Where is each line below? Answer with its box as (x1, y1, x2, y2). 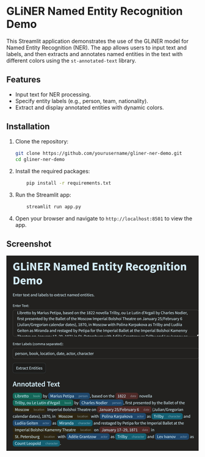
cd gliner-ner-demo (15, 157, 65, 163)
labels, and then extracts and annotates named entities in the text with (6, 50, 183, 57)
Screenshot (6, 239, 52, 250)
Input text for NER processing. (15, 90, 92, 98)
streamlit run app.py (26, 204, 81, 210)
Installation (6, 121, 50, 132)
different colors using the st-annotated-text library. (6, 57, 137, 64)
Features (6, 74, 41, 85)
